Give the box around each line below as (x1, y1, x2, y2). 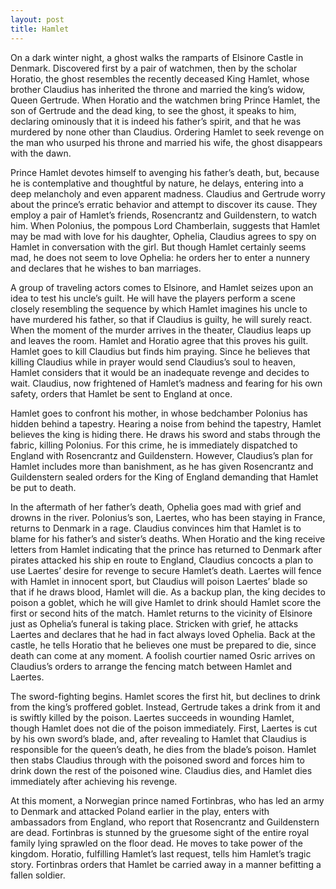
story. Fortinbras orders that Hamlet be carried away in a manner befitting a (10, 858, 322, 870)
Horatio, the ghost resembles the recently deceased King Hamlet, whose (10, 72, 310, 85)
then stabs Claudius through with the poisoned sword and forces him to (10, 754, 305, 766)
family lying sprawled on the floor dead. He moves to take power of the (10, 837, 303, 849)
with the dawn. (10, 147, 72, 159)
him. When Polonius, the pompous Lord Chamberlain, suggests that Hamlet (10, 219, 321, 231)
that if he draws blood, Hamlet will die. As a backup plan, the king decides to (10, 586, 326, 598)
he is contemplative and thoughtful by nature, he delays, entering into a (10, 177, 304, 189)
